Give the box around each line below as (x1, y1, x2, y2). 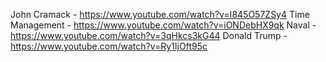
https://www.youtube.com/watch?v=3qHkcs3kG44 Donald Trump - (10, 30, 288, 41)
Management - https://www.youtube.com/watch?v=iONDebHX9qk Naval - (10, 19, 317, 31)
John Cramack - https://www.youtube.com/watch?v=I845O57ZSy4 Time (10, 9, 310, 20)
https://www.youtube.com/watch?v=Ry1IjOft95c (10, 40, 208, 52)
